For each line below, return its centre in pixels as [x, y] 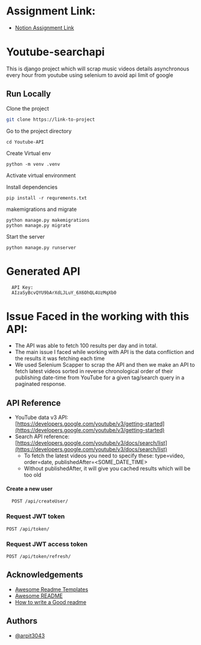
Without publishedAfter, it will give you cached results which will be [107, 469]
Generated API [43, 271]
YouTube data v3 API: [41, 417]
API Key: [22, 287]
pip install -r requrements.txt [46, 198]
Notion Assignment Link [44, 28]
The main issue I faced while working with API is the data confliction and [104, 352]
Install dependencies [32, 187]
